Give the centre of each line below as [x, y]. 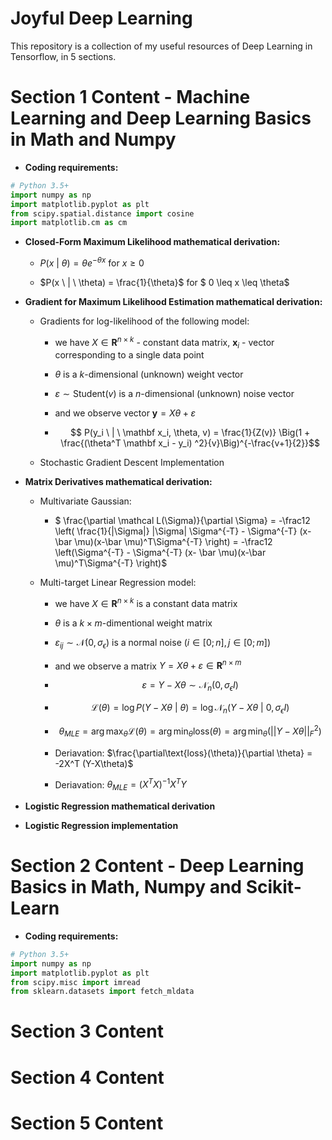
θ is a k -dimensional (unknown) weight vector [149, 374]
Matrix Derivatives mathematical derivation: [118, 482]
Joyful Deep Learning [101, 18]
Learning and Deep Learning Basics [161, 118]
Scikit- [273, 887]
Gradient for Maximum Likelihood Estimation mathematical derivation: [173, 301]
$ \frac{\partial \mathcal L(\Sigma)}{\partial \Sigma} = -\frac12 [182, 521]
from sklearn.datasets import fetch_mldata [102, 992]
